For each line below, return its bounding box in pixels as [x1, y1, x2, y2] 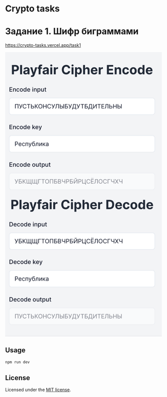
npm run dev [5, 360, 30, 365]
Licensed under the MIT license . [5, 387, 71, 393]
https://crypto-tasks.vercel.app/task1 [5, 42, 81, 48]
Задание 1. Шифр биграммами [5, 26, 139, 37]
